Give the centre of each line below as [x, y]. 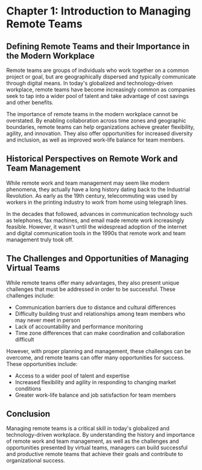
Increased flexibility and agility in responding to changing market [95, 382]
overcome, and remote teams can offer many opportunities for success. [96, 357]
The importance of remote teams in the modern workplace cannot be [92, 114]
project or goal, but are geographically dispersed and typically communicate [101, 77]
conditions [28, 388]
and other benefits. [30, 102]
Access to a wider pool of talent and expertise [72, 376]
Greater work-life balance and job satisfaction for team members [95, 395]
